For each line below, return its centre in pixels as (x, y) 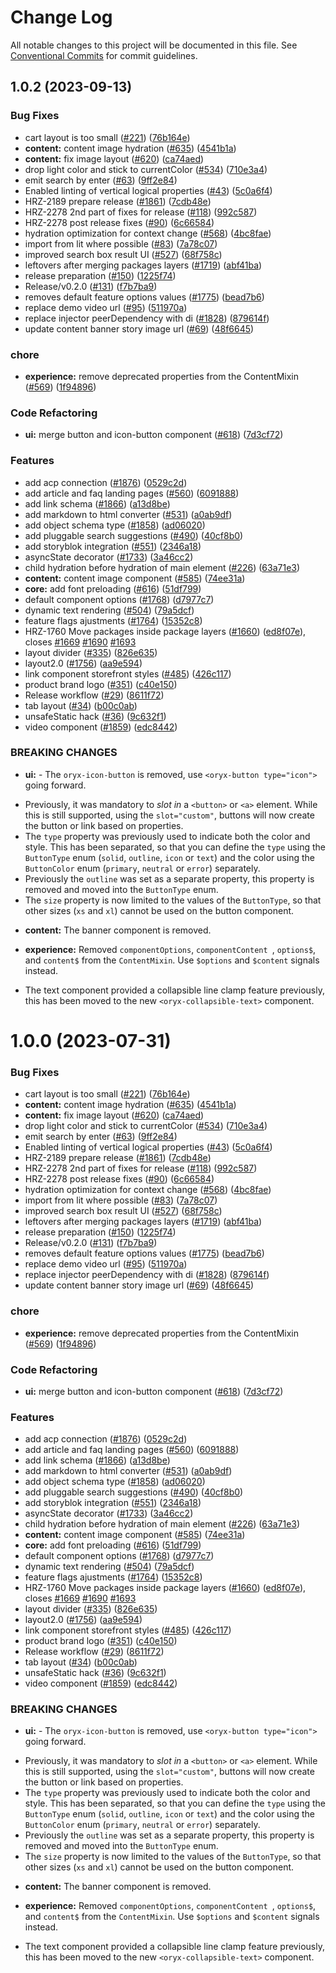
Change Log (61, 17)
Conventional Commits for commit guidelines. (104, 55)
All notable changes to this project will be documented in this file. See (154, 45)
